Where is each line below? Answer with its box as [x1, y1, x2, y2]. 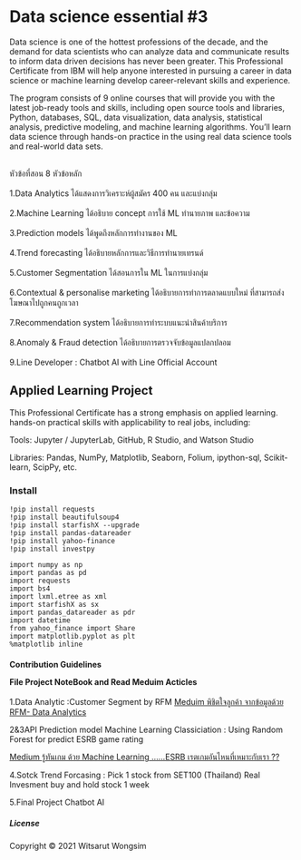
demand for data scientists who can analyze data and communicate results [9, 45, 290, 56]
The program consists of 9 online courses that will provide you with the [9, 93, 276, 103]
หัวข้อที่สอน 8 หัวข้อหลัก [9, 168, 83, 179]
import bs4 [9, 584, 51, 593]
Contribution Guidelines [9, 659, 102, 669]
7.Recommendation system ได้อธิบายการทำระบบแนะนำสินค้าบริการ [9, 317, 228, 327]
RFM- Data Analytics [9, 707, 87, 718]
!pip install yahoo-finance [9, 537, 116, 546]
